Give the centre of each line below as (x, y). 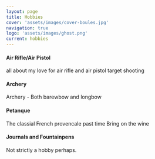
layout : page (22, 11)
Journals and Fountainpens (40, 137)
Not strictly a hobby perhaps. (41, 150)
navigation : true (27, 28)
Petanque (18, 110)
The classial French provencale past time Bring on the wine (78, 123)
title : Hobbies (25, 17)
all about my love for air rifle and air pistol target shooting (75, 70)
